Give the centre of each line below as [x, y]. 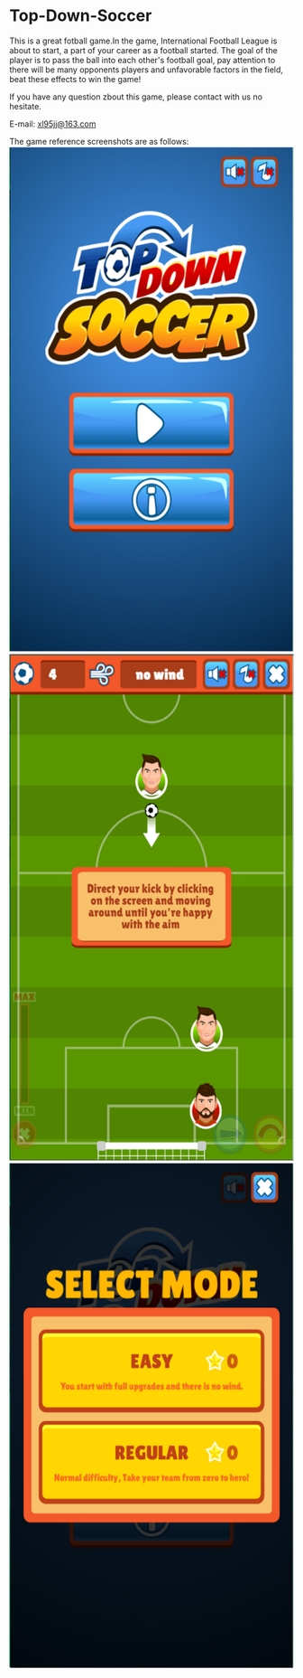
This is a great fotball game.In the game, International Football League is [143, 41]
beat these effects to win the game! [75, 79]
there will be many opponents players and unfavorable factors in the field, [147, 70]
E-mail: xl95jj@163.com [53, 124]
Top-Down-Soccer [81, 16]
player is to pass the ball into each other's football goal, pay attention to [142, 60]
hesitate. [26, 106]
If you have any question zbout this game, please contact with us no [136, 97]
